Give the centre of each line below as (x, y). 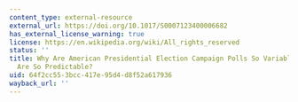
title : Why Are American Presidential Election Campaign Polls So (134, 59)
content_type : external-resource (71, 17)
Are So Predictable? (55, 67)
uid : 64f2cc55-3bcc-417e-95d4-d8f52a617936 (91, 75)
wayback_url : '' (39, 83)
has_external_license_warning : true (77, 34)
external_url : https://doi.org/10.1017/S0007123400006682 (118, 26)
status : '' (29, 51)
